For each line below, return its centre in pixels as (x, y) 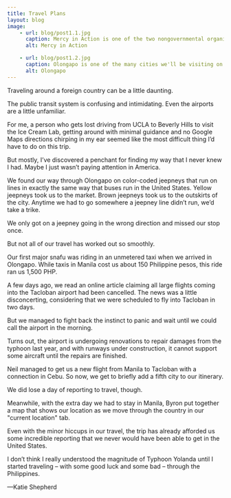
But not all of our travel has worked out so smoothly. (81, 243)
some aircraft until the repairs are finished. (67, 355)
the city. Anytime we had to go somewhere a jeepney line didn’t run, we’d (111, 202)
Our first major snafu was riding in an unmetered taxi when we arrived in (110, 257)
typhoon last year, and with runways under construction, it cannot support (112, 348)
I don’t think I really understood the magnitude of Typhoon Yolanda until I (110, 459)
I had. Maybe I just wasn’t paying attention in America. (84, 167)
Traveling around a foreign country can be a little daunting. (90, 90)
